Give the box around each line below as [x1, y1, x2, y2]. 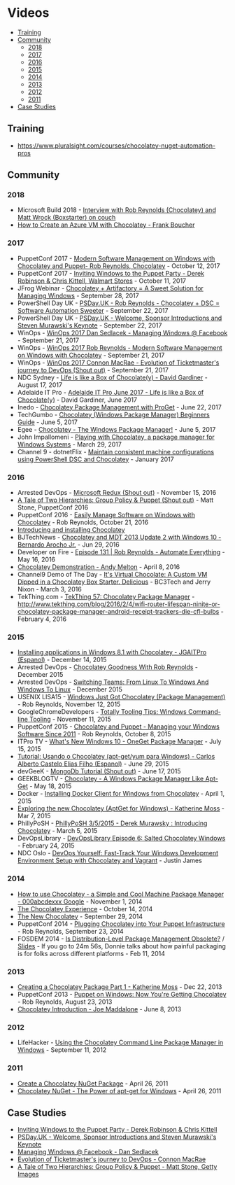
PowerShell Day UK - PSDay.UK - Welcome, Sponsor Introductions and [17, 314, 222, 322]
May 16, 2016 [17, 555, 56, 564]
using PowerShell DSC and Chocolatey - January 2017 [17, 455, 174, 463]
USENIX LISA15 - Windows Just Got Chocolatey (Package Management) [17, 693, 226, 701]
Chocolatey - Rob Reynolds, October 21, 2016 [17, 518, 149, 526]
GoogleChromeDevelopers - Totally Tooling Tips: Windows [17, 708, 187, 716]
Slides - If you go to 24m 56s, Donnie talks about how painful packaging [17, 941, 226, 950]
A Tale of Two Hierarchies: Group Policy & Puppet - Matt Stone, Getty [17, 1163, 218, 1171]
